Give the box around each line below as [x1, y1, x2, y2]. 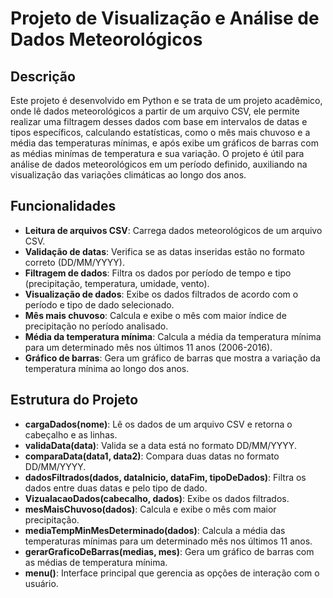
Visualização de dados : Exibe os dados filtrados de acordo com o [24, 288, 299, 300]
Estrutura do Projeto [10, 392, 139, 409]
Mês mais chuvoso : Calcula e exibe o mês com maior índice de [24, 309, 287, 321]
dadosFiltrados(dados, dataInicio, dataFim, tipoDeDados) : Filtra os [24, 471, 307, 483]
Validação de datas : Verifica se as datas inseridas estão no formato [24, 245, 305, 257]
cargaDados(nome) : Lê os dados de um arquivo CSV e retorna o [24, 418, 293, 430]
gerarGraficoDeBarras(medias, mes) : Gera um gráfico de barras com [24, 545, 315, 557]
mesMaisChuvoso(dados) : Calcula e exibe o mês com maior [24, 503, 277, 515]
